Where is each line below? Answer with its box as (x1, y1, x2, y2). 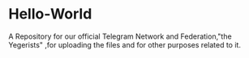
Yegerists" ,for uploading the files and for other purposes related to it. (8, 39, 242, 49)
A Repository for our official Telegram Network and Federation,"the (8, 31, 233, 41)
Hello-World (8, 5, 92, 23)
